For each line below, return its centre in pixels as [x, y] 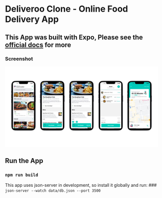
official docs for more [38, 45]
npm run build [22, 175]
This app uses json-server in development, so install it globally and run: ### [81, 185]
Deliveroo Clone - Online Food [67, 9]
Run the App [24, 161]
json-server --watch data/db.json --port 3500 [53, 191]
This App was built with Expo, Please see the [74, 37]
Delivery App [32, 19]
